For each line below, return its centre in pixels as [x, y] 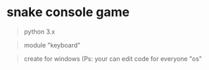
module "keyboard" [52, 45]
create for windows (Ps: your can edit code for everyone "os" [113, 58]
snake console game [68, 12]
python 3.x [39, 31]
